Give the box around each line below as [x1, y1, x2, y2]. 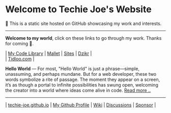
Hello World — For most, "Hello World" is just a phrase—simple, [5, 65, 140, 72]
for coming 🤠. [5, 40, 34, 46]
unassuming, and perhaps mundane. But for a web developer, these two [5, 71, 157, 77]
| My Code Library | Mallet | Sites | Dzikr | [5, 50, 92, 56]
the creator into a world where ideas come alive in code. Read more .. [5, 87, 151, 93]
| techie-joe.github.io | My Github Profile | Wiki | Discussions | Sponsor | [5, 102, 156, 108]
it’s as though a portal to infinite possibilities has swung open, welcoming [5, 81, 159, 88]
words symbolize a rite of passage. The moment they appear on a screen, [5, 76, 160, 82]
